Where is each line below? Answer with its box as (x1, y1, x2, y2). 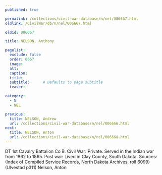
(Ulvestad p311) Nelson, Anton (5, 164, 67, 170)
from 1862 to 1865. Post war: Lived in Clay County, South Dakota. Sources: (5, 153, 158, 159)
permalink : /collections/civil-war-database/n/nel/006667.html (5, 16, 139, 21)
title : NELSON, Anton (9, 130, 54, 135)
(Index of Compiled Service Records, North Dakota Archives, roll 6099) (5, 159, 150, 165)
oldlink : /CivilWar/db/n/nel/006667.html (5, 21, 92, 26)
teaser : (9, 85, 26, 90)
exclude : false (9, 53, 41, 58)
